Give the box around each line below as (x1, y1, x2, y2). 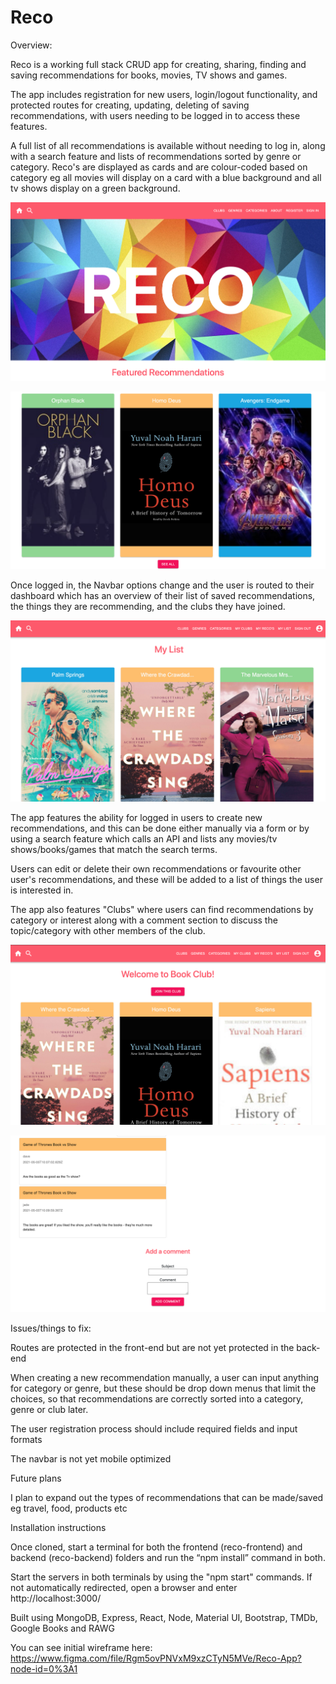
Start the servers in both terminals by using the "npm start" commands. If (10, 1571, 313, 1583)
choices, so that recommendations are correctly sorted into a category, (10, 1393, 304, 1405)
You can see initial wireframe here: (10, 1642, 153, 1654)
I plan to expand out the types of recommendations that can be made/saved (10, 1492, 324, 1504)
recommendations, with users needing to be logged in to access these (10, 109, 301, 121)
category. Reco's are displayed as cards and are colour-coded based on (10, 161, 308, 173)
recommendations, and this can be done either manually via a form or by (10, 822, 310, 834)
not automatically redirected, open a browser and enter (10, 1582, 238, 1594)
